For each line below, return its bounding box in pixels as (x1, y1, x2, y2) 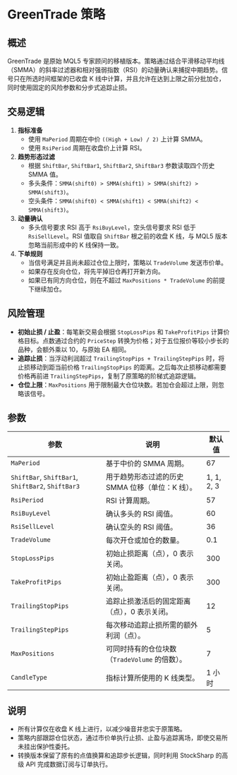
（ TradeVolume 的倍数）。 (105, 654, 187, 664)
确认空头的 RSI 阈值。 (105, 522, 178, 532)
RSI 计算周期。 (105, 495, 154, 505)
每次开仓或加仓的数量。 (105, 536, 184, 546)
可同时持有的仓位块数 (105, 644, 177, 654)
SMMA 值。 (28, 170, 62, 179)
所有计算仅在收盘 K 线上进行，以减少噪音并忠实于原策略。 (17, 725, 187, 733)
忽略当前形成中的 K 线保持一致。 (28, 241, 123, 249)
